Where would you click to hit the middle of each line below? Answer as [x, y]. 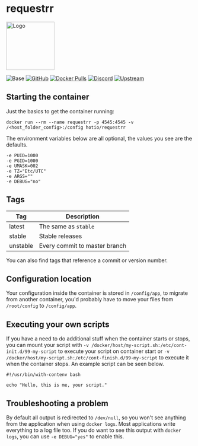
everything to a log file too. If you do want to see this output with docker [94, 430]
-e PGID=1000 [22, 161]
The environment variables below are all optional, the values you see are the [99, 138]
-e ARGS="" [20, 176]
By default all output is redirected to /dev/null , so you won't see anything [96, 418]
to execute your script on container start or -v [114, 351]
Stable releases [60, 236]
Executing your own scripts [58, 324]
